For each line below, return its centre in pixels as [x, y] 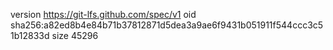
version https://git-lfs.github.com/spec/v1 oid [103, 14]
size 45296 [75, 35]
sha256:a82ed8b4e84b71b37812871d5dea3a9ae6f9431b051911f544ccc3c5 [167, 25]
